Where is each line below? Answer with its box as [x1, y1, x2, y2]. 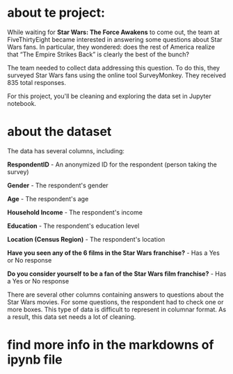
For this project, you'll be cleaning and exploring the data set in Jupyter [7, 92, 211, 100]
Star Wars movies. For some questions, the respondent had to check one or [7, 297, 224, 306]
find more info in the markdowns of [7, 337, 214, 353]
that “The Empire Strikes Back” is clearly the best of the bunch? [7, 50, 190, 59]
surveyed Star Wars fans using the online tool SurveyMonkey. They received [7, 71, 226, 79]
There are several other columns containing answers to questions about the [7, 290, 224, 299]
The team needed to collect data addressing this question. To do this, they [7, 63, 220, 72]
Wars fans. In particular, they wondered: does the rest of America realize [7, 42, 216, 51]
